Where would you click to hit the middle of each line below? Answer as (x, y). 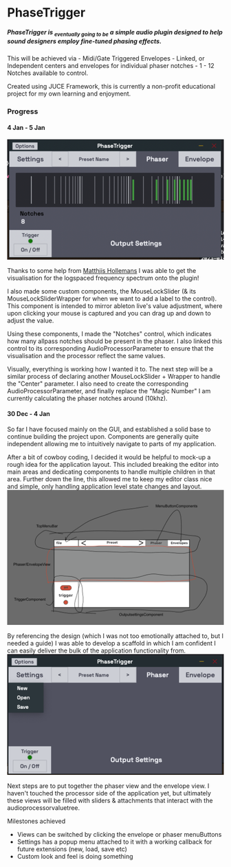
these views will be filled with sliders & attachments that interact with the (110, 800)
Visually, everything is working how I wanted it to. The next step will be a (110, 369)
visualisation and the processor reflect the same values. (86, 355)
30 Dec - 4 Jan (29, 414)
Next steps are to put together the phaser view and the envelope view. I (108, 786)
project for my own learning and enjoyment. (69, 94)
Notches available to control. (48, 73)
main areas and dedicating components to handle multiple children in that (111, 472)
